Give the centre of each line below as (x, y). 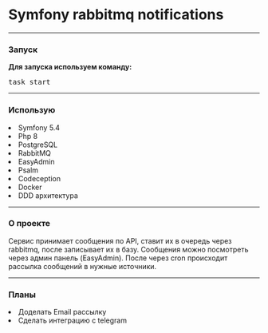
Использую (32, 110)
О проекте (29, 224)
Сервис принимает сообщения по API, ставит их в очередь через (120, 240)
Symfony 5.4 (39, 127)
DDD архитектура (48, 195)
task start (30, 82)
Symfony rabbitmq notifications (116, 15)
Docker (30, 187)
